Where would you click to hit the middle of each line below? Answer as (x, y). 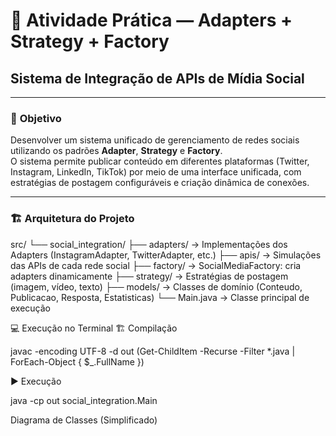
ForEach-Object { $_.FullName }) (77, 361)
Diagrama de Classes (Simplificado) (84, 420)
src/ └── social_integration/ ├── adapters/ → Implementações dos (149, 244)
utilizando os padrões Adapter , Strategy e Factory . (116, 151)
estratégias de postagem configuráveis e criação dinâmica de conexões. (160, 183)
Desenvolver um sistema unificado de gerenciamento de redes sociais (155, 140)
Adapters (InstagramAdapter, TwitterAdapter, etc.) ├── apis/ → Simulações (166, 255)
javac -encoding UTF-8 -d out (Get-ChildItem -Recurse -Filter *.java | (153, 351)
